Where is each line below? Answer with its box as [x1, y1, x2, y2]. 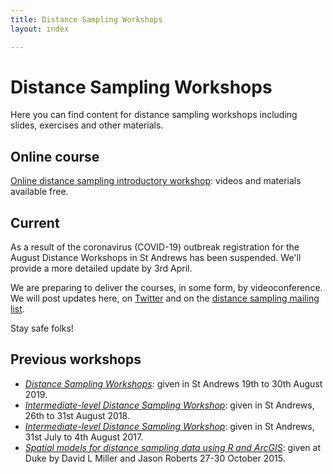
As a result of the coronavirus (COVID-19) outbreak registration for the [10, 241, 300, 253]
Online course [10, 148, 100, 165]
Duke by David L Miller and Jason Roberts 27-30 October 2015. [24, 452, 286, 464]
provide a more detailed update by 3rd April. [10, 262, 193, 275]
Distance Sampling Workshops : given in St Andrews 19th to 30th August [24, 377, 323, 390]
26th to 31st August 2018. [24, 409, 130, 421]
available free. [10, 186, 69, 198]
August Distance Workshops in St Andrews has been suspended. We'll [10, 252, 302, 264]
